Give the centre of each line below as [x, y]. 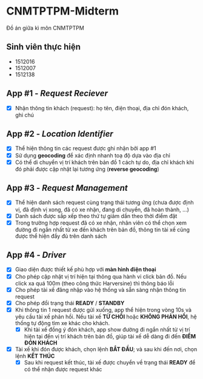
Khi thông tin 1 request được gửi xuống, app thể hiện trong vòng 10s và [103, 309]
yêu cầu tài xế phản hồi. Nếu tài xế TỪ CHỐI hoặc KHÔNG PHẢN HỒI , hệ [106, 317]
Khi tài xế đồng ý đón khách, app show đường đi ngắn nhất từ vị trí [107, 329]
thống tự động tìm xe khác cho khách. [62, 323]
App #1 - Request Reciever [57, 94]
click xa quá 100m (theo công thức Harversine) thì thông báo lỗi [95, 283]
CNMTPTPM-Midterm [63, 11]
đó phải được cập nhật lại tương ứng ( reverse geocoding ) [87, 169]
